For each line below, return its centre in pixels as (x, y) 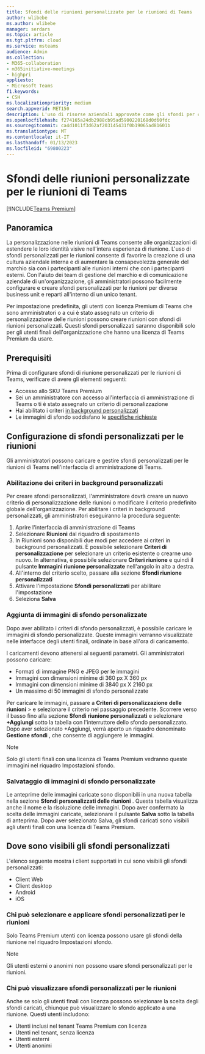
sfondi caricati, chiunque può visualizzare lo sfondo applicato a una (91, 1008)
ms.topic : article (30, 35)
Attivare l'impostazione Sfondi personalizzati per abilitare (88, 586)
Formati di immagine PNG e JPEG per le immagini (77, 671)
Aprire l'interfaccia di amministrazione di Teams (75, 528)
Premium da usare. (30, 339)
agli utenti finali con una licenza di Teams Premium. (71, 827)
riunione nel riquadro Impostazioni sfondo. (59, 942)
